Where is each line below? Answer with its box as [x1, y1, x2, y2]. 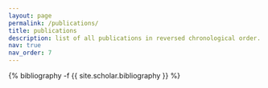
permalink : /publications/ [8, 19, 99, 27]
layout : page [8, 11, 52, 20]
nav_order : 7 [8, 49, 52, 57]
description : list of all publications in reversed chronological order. [8, 34, 262, 42]
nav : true [8, 42, 42, 50]
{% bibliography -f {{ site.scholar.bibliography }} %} [8, 71, 181, 80]
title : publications [8, 26, 78, 34]
